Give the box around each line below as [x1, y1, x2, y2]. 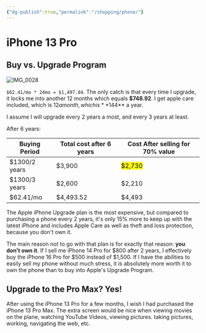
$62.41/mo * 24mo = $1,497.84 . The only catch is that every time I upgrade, [6, 88, 196, 95]
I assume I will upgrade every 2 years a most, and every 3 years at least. [6, 113, 189, 120]
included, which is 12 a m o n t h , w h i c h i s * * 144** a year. [6, 101, 143, 108]
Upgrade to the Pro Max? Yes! [6, 284, 123, 295]
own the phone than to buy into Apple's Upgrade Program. [6, 266, 154, 273]
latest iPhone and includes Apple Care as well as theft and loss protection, [6, 222, 194, 229]
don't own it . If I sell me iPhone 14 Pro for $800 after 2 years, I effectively [6, 246, 192, 254]
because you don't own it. [6, 228, 72, 235]
